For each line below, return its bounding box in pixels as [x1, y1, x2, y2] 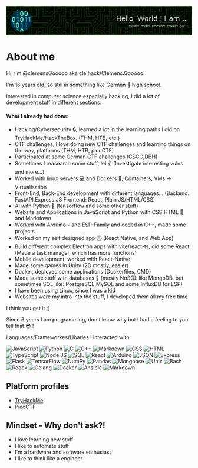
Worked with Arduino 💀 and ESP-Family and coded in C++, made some [14, 221, 187, 228]
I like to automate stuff [14, 443, 70, 450]
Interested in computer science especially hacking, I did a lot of [6, 93, 160, 100]
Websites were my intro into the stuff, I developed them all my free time [14, 293, 188, 300]
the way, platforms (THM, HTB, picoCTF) [14, 147, 114, 154]
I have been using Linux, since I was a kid [14, 287, 116, 294]
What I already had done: [6, 112, 69, 119]
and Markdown [14, 215, 52, 222]
